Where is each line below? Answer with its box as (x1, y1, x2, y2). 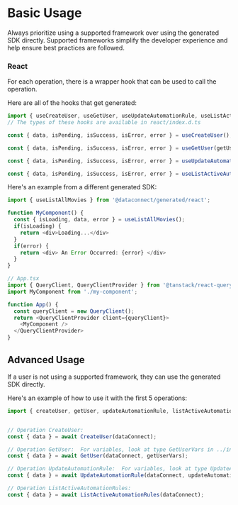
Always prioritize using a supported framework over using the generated (7, 28, 220, 37)
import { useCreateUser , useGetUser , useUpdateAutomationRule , (7, 112, 198, 120)
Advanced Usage (7, 353, 85, 366)
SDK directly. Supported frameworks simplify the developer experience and (7, 35, 228, 44)
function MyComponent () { (7, 209, 84, 217)
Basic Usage (7, 5, 82, 21)
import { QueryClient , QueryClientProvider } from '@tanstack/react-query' (7, 282, 236, 289)
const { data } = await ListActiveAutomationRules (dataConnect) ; (7, 491, 204, 498)
